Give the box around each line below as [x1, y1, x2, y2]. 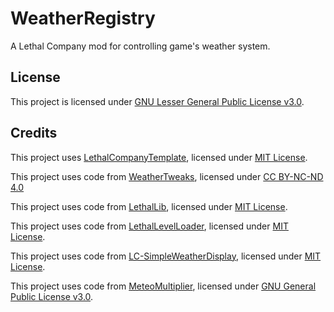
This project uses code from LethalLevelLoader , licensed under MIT [10, 220, 289, 232]
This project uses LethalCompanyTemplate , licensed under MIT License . [10, 151, 308, 163]
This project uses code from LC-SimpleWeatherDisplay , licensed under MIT [10, 250, 322, 262]
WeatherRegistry [10, 7, 156, 30]
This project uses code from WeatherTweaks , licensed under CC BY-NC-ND [10, 170, 324, 182]
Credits [10, 125, 58, 142]
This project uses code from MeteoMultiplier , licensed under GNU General [10, 280, 317, 292]
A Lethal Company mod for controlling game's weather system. [10, 40, 271, 52]
